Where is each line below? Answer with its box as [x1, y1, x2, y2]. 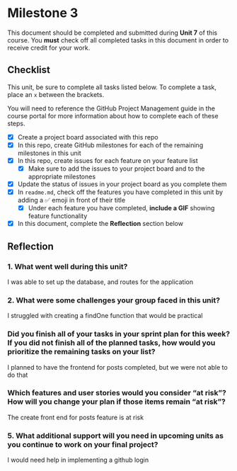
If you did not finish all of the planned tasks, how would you [7, 338, 216, 348]
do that [7, 370, 28, 379]
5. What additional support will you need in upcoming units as [7, 431, 224, 441]
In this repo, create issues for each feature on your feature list [17, 156, 198, 164]
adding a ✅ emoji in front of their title [17, 196, 126, 205]
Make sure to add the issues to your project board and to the [28, 164, 205, 173]
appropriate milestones [28, 172, 96, 181]
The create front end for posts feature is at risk [7, 413, 144, 421]
